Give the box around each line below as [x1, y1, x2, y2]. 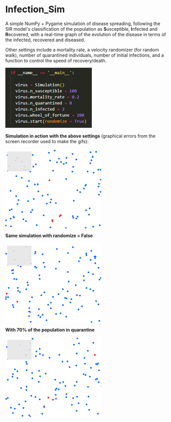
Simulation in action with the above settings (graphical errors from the [5, 133, 156, 139]
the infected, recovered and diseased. [5, 37, 85, 43]
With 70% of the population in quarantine [5, 326, 95, 333]
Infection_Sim [5, 4, 65, 15]
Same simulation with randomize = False [5, 232, 93, 239]
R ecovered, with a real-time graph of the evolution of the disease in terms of [5, 31, 166, 37]
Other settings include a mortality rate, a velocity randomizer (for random [5, 46, 159, 53]
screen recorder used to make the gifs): [5, 138, 89, 144]
